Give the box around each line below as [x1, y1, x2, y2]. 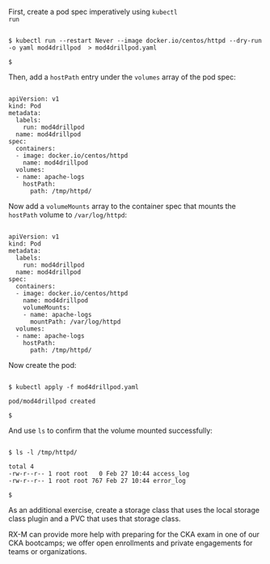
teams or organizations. [8, 547, 87, 556]
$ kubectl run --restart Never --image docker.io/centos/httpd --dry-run [8, 36, 263, 45]
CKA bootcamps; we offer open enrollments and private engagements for [8, 538, 253, 548]
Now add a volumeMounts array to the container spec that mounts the [8, 202, 236, 211]
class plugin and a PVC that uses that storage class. [8, 514, 181, 523]
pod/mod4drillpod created [8, 397, 95, 405]
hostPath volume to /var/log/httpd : [8, 210, 128, 220]
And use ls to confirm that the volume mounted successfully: [8, 425, 213, 435]
